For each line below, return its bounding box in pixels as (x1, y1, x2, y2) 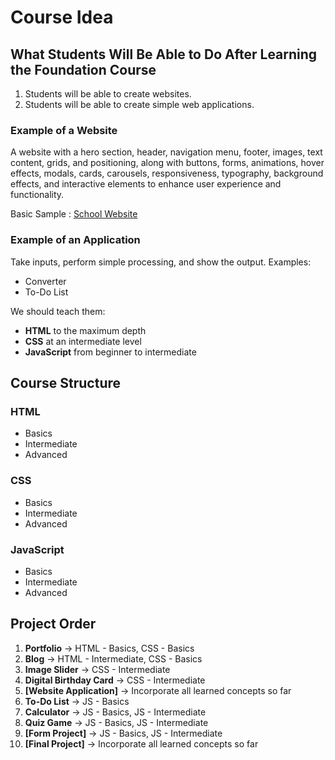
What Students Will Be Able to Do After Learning (10, 46, 318, 63)
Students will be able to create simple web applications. (24, 99, 255, 110)
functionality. (10, 189, 65, 201)
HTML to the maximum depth (24, 324, 147, 336)
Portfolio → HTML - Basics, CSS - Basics (24, 642, 195, 654)
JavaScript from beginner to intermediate (24, 346, 197, 358)
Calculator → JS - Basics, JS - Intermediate (24, 706, 207, 718)
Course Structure (10, 374, 122, 391)
